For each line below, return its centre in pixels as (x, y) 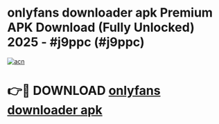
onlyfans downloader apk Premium (110, 13)
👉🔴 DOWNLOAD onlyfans (84, 91)
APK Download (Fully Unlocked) (101, 27)
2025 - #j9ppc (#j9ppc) (76, 42)
